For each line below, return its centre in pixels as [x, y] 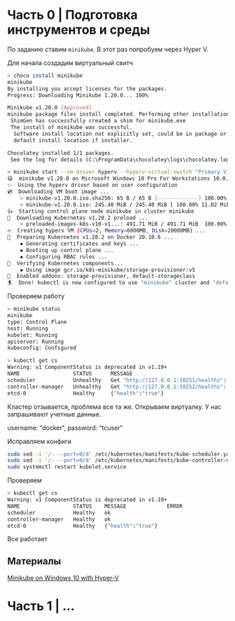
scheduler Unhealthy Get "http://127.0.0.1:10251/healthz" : [117, 380]
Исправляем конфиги [40, 441]
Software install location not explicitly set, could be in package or [120, 134]
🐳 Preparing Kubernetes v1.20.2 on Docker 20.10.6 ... [90, 237]
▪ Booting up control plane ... [67, 250]
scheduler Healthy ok [59, 512]
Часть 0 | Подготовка [72, 15]
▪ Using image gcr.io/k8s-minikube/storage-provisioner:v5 [108, 270]
